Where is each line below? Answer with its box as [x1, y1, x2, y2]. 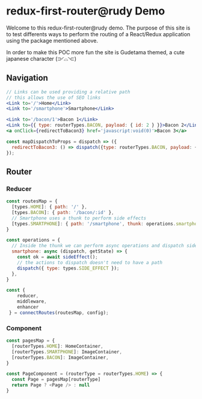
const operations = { [6, 237, 61, 243]
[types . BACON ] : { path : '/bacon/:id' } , [11, 209, 114, 215]
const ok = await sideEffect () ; [17, 254, 98, 260]
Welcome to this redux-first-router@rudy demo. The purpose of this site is [6, 24, 191, 31]
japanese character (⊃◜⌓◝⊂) [6, 55, 77, 62]
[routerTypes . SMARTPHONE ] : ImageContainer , [11, 348, 122, 355]
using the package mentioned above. [6, 37, 98, 44]
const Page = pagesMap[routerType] [11, 377, 101, 383]
